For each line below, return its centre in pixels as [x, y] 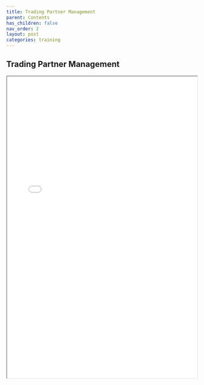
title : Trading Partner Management [51, 12]
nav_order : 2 [23, 29]
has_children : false [32, 23]
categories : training [33, 40]
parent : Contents [28, 17]
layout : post [23, 34]
